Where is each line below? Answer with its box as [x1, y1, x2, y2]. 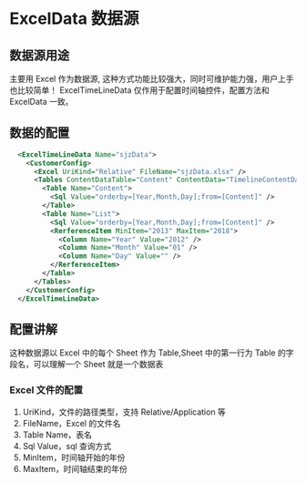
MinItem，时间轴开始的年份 [22, 452, 126, 463]
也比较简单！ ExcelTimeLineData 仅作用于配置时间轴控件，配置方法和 [9, 85, 270, 96]
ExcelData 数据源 [9, 8, 139, 29]
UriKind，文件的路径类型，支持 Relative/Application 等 [22, 406, 226, 417]
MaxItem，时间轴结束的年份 [22, 463, 127, 474]
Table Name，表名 [22, 429, 93, 440]
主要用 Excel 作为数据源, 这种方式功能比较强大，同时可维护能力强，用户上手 [9, 74, 294, 84]
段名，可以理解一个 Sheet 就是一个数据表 [9, 359, 164, 370]
